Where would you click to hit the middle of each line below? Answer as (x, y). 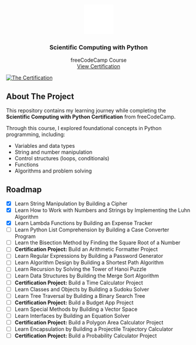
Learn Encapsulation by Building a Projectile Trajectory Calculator (94, 329)
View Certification (99, 67)
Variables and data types (45, 146)
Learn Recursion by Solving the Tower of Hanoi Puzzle (80, 269)
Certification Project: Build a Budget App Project (74, 302)
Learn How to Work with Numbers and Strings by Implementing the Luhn (102, 210)
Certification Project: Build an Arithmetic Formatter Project (86, 249)
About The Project (40, 96)
